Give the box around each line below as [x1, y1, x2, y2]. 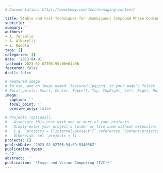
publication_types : [5, 147, 45, 152]
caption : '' [9, 97, 34, 102]
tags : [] [5, 47, 23, 53]
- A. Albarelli [5, 38, 36, 44]
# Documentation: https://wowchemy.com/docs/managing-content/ [5, 7, 136, 12]
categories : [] [5, 52, 36, 57]
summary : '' [5, 25, 29, 30]
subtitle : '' [5, 20, 32, 25]
